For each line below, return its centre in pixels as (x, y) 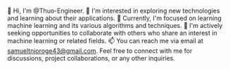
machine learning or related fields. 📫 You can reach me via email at (106, 41)
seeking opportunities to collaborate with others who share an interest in (112, 33)
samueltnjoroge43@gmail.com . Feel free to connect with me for (100, 51)
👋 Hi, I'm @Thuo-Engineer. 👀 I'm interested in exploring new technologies (114, 11)
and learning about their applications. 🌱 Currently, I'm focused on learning (114, 18)
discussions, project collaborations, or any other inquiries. (91, 58)
